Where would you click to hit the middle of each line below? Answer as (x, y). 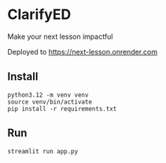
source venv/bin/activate (50, 102)
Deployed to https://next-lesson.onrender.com (83, 51)
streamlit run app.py (43, 151)
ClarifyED (39, 15)
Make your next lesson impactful (60, 36)
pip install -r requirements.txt (62, 108)
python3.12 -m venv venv (48, 95)
